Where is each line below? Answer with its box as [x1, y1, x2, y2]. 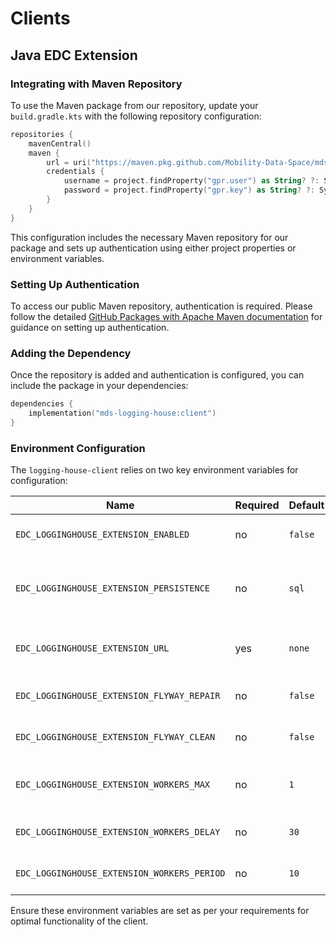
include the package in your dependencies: [10, 380, 189, 392]
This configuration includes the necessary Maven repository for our [10, 231, 289, 243]
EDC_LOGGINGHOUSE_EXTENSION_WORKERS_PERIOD [15, 868, 226, 879]
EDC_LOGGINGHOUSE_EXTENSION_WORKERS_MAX [15, 779, 210, 791]
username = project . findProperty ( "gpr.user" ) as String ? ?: [63, 176, 320, 186]
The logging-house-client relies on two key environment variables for [10, 464, 299, 476]
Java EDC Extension [10, 47, 138, 64]
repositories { [10, 129, 74, 139]
